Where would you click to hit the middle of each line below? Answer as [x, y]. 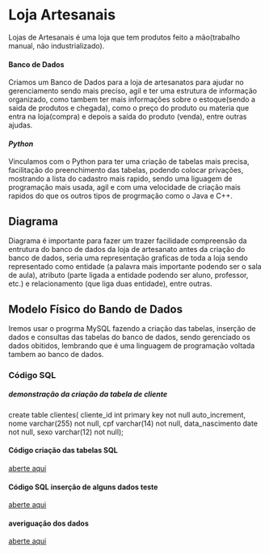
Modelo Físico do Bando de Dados [96, 309]
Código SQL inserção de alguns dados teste [83, 487]
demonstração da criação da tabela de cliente [88, 394]
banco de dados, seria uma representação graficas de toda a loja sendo [128, 258]
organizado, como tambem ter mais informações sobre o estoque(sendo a [132, 99]
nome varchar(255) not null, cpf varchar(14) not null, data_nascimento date [133, 423]
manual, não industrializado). [57, 45]
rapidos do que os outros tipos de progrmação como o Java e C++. [120, 196]
